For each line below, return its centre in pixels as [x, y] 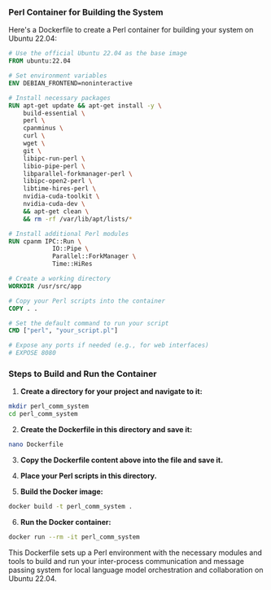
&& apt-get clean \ [56, 211]
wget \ [34, 144]
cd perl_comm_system [44, 414]
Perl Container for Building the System [86, 12]
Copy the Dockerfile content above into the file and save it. [122, 460]
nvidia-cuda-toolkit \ [61, 197]
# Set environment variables [58, 76]
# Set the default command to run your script [89, 323]
